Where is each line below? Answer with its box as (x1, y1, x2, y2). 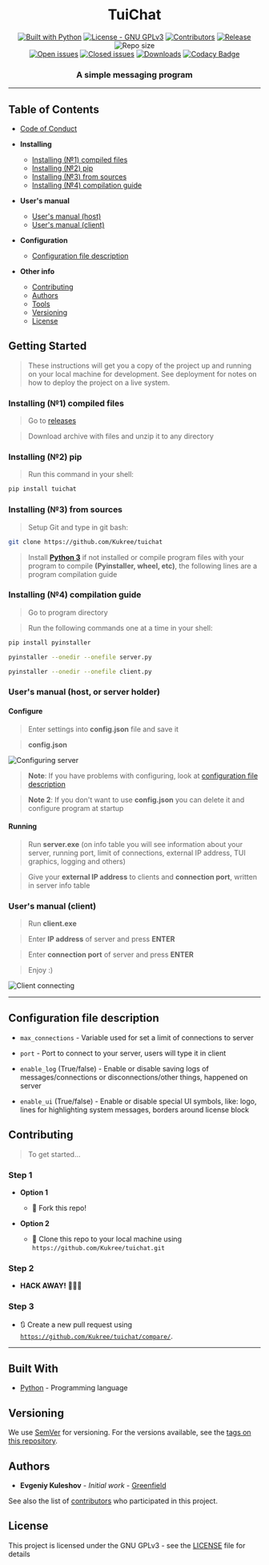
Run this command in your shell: (27, 470, 134, 479)
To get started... (27, 1149, 82, 1159)
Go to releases (27, 416, 77, 426)
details (8, 1549, 30, 1559)
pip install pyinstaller (8, 639, 91, 647)
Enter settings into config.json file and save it (27, 724, 179, 734)
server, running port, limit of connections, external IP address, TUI (27, 848, 246, 857)
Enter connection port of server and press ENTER (27, 950, 194, 959)
